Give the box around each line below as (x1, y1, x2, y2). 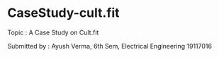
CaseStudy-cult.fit (7, 5, 120, 21)
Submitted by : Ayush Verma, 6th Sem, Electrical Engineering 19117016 (7, 42, 213, 50)
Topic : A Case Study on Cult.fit (7, 28, 99, 37)
